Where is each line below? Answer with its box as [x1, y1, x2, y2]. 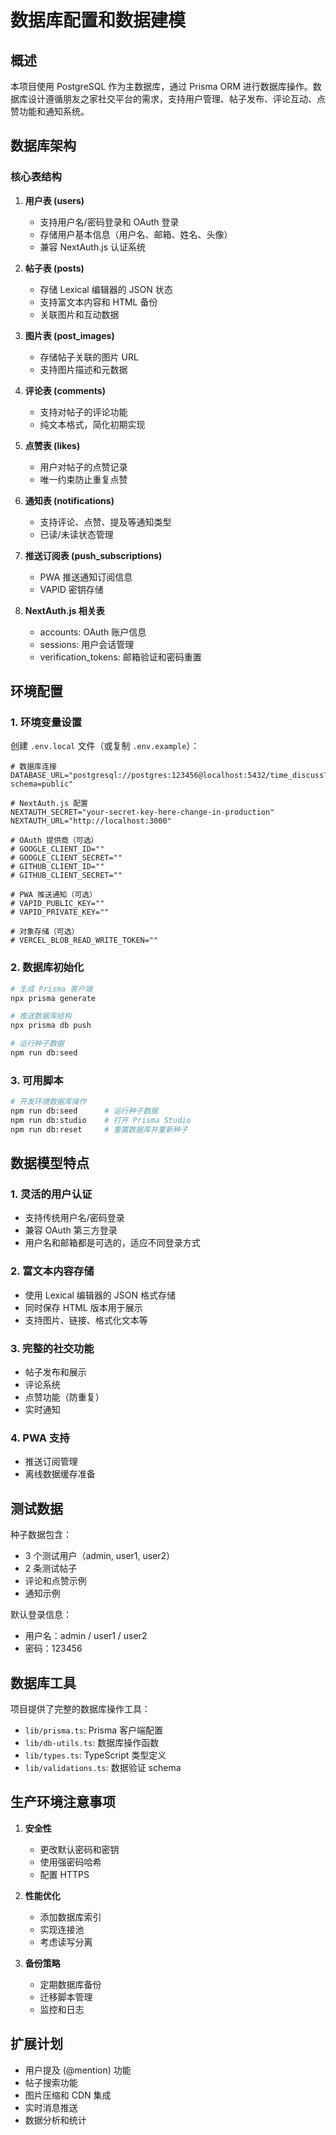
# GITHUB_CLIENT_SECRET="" [10, 871, 123, 881]
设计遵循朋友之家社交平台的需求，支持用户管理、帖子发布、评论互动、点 [27, 93, 326, 105]
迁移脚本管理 [39, 1991, 93, 2003]
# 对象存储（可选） [10, 927, 80, 937]
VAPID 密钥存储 [39, 583, 104, 595]
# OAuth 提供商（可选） [10, 836, 99, 846]
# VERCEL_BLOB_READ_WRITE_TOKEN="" [10, 936, 159, 946]
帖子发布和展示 [24, 1366, 87, 1378]
